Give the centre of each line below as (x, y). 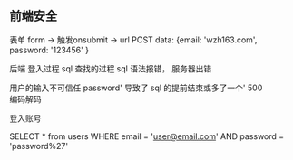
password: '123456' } (49, 50)
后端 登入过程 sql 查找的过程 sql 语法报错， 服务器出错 (111, 68)
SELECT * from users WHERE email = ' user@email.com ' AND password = (147, 136)
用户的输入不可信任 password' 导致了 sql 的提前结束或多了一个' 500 (136, 88)
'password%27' (39, 146)
